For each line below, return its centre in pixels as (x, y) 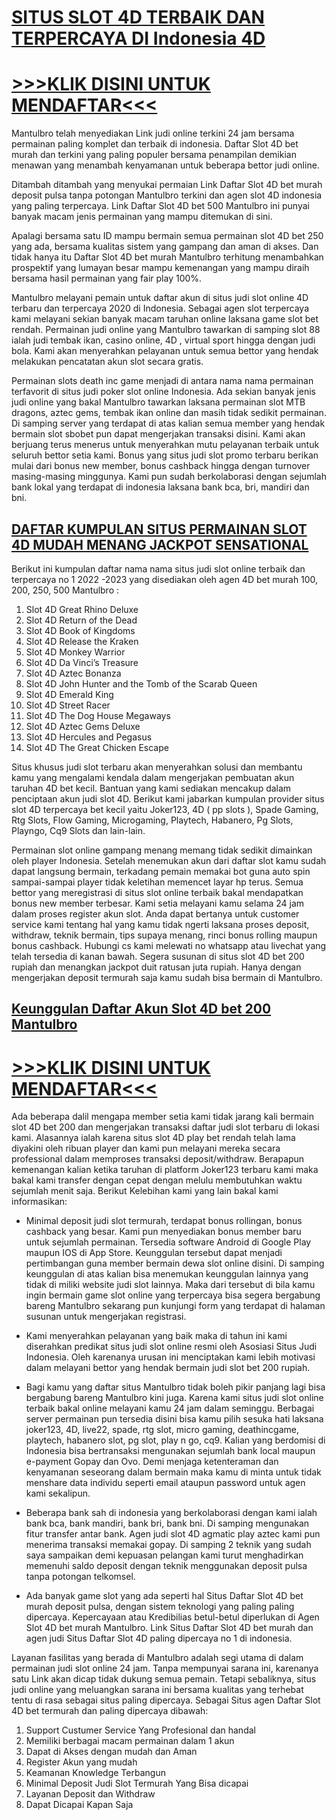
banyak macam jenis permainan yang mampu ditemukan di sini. (142, 217)
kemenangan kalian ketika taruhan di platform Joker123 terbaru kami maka (165, 1170)
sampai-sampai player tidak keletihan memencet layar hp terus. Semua (157, 882)
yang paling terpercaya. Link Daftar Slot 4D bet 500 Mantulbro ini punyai (160, 206)
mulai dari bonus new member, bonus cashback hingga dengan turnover (161, 466)
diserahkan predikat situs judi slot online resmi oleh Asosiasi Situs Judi (171, 1347)
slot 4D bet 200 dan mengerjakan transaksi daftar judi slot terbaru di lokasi (165, 1127)
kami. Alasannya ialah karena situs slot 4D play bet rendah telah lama (153, 1138)
